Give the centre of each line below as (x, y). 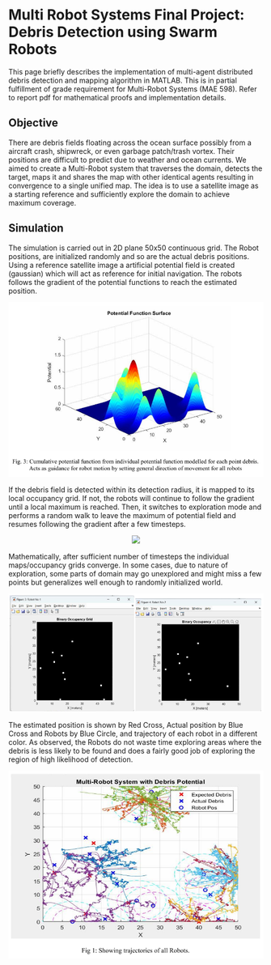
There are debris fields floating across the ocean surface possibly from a (130, 142)
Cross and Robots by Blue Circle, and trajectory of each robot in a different (133, 733)
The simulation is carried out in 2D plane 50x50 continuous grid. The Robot (133, 248)
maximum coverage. (42, 202)
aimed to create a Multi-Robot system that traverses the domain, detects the (135, 168)
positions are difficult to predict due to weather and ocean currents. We (127, 159)
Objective (34, 123)
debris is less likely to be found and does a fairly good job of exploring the (132, 750)
